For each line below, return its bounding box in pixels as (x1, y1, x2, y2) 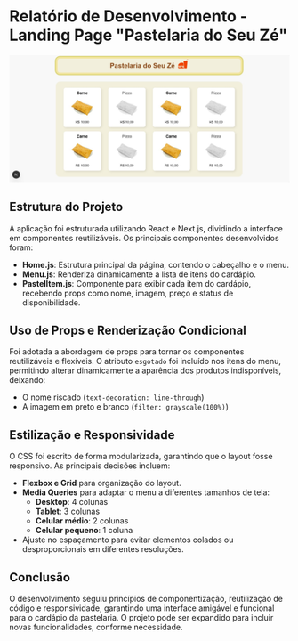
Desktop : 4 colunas (35, 497, 109, 507)
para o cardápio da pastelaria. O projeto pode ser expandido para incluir (9, 613, 274, 623)
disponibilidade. (21, 296, 81, 308)
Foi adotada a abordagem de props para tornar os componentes (9, 346, 245, 357)
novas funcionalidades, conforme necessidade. (9, 621, 183, 633)
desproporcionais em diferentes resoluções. (21, 544, 184, 555)
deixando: (9, 375, 46, 385)
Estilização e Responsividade (9, 427, 175, 442)
